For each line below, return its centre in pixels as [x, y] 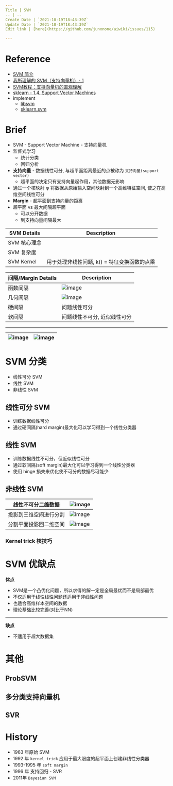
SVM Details [25, 233]
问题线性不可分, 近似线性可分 [97, 317]
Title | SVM [18, 10]
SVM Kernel [22, 262]
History [22, 737]
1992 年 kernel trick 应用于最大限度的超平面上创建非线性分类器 [81, 758]
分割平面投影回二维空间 [37, 524]
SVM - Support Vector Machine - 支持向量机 [60, 145]
